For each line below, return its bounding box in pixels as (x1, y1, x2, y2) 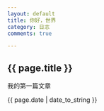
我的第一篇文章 (7, 81, 51, 90)
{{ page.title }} (7, 62, 73, 74)
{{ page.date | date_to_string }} (7, 96, 98, 104)
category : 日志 (7, 23, 50, 30)
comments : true (7, 30, 52, 37)
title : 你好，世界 (7, 17, 57, 24)
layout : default (7, 10, 55, 18)
